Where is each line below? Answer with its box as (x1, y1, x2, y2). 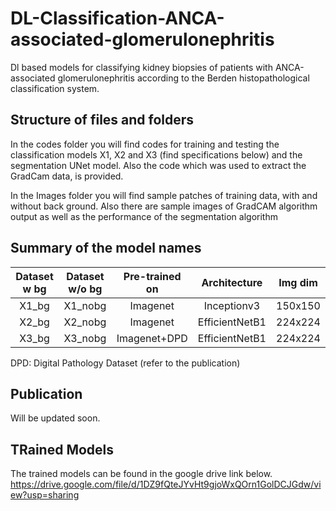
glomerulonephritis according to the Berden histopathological (57, 72, 310, 84)
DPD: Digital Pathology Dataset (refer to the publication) (10, 357, 241, 369)
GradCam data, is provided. (10, 170, 124, 182)
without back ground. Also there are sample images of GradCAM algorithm (10, 200, 318, 212)
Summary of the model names (10, 240, 202, 257)
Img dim (278, 275, 318, 289)
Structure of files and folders (10, 112, 195, 129)
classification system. (10, 82, 100, 94)
